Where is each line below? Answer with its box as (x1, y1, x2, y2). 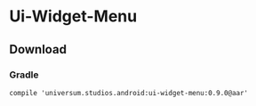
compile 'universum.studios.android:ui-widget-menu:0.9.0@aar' (9, 88, 249, 97)
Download (9, 42, 67, 57)
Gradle (9, 69, 39, 81)
